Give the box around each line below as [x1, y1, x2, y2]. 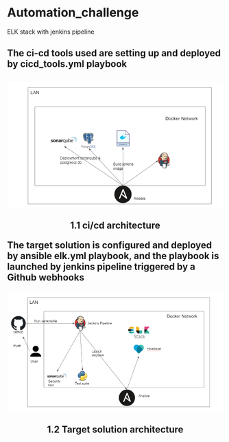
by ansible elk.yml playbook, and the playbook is [7, 250, 219, 262]
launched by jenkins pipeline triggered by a [7, 261, 195, 272]
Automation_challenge [7, 5, 139, 21]
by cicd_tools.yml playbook [7, 58, 128, 70]
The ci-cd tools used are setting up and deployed [7, 47, 221, 59]
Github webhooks [7, 272, 84, 283]
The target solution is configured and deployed [7, 239, 213, 251]
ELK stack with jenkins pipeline [7, 27, 95, 36]
